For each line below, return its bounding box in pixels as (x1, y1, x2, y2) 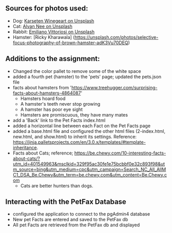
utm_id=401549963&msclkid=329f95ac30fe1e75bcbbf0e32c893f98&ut (12, 161, 165, 167)
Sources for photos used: (5, 4, 88, 13)
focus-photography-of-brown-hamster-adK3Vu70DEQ (12, 40, 128, 46)
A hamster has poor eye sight (20, 106, 83, 112)
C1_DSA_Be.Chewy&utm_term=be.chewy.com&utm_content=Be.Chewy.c (12, 171, 167, 178)
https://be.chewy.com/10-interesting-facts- (74, 150, 166, 156)
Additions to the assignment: (5, 54, 100, 63)
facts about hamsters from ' (12, 84, 72, 90)
